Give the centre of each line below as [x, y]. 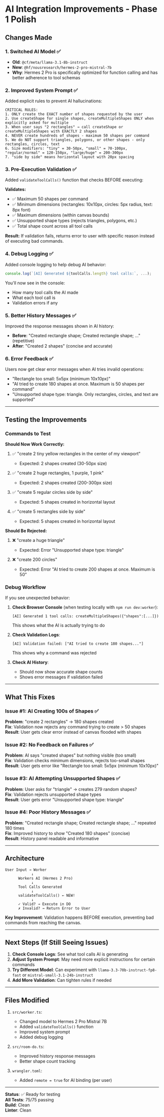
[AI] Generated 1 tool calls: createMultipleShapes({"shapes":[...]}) [85, 616]
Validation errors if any [35, 303]
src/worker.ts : [27, 1012]
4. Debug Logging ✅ [29, 254]
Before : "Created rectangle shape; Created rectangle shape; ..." [76, 335]
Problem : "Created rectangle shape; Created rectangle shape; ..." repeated [81, 823]
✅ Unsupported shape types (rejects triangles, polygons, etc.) [75, 221]
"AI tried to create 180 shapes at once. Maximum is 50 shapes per [78, 384]
